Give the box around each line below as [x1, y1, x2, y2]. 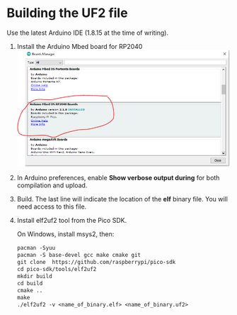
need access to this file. [16, 202, 87, 211]
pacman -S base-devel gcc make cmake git [16, 251, 141, 258]
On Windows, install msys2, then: [16, 229, 115, 238]
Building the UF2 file [6, 5, 128, 21]
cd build [16, 280, 43, 287]
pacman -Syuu [16, 244, 56, 251]
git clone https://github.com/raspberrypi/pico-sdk [16, 258, 176, 265]
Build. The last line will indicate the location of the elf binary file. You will [16, 194, 228, 203]
